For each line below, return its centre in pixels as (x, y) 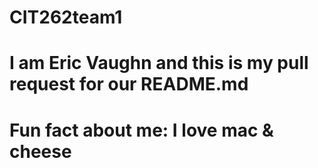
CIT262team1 (66, 17)
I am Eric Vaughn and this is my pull (159, 63)
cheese (40, 151)
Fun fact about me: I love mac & (141, 130)
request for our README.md (129, 84)
